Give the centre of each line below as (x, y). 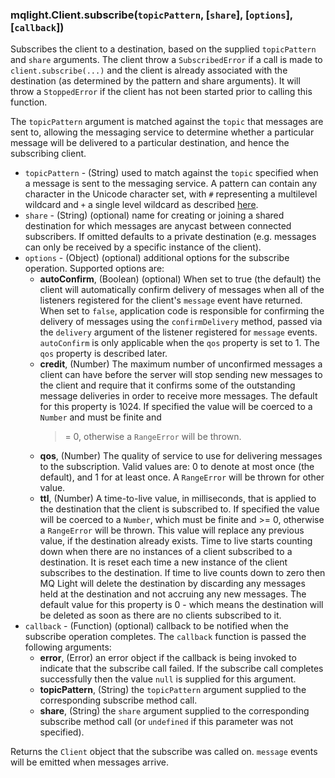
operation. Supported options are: (94, 269)
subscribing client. (48, 154)
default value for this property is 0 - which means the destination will (181, 605)
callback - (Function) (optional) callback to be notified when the (156, 626)
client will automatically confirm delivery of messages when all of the (182, 290)
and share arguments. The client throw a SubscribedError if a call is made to (166, 60)
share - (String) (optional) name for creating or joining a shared (154, 215)
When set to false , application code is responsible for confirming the (182, 311)
